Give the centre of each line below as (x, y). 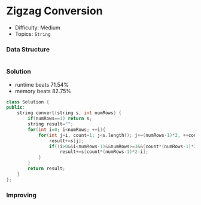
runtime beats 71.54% (42, 84)
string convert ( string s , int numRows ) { (69, 113)
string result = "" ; (51, 124)
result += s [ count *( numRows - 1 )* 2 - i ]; (104, 152)
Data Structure (28, 49)
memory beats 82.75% (43, 91)
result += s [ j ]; (66, 141)
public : (16, 108)
